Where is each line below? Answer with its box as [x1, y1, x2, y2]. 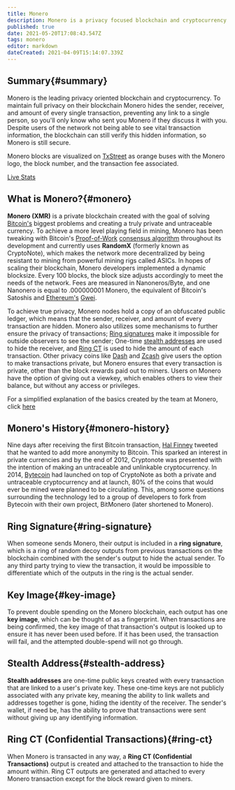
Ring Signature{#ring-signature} [7, 520, 152, 532]
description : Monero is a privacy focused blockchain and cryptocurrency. [7, 17, 230, 24]
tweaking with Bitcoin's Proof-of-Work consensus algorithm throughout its [7, 234, 222, 242]
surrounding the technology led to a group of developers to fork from [7, 493, 206, 501]
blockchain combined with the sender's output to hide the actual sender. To [7, 554, 225, 563]
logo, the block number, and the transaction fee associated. [7, 159, 179, 168]
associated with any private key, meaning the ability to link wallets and [7, 691, 210, 699]
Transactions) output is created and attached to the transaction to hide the [7, 759, 224, 768]
